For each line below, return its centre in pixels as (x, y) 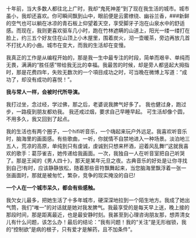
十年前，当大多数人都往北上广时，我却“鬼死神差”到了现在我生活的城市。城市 (98, 8)
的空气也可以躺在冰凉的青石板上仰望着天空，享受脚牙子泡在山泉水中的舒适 (95, 23)
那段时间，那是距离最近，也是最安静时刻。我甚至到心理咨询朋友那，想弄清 (95, 215)
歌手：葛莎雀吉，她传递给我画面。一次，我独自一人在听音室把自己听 (98, 153)
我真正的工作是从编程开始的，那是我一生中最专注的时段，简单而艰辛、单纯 (95, 58)
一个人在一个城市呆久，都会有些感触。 (52, 188)
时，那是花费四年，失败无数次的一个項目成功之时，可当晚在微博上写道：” (94, 72)
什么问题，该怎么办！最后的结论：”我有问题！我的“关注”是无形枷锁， (99, 222)
